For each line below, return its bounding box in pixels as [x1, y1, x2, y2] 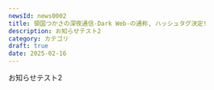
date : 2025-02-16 [8, 49, 67, 58]
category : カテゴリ [8, 34, 69, 43]
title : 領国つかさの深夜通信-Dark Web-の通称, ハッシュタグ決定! [8, 19, 208, 28]
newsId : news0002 [8, 11, 67, 20]
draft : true [8, 42, 48, 50]
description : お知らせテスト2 [8, 27, 102, 35]
